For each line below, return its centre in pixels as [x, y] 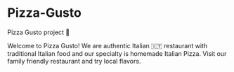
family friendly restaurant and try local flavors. [74, 61]
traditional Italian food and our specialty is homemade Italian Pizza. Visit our [117, 53]
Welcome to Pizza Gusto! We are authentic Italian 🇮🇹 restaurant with [108, 45]
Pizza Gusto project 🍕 [39, 32]
